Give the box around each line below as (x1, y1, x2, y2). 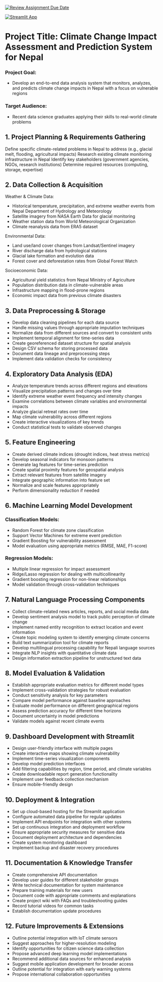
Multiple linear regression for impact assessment (12, 566, 110, 572)
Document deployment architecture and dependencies (12, 834, 122, 840)
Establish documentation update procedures (12, 908, 101, 914)
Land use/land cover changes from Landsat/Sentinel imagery (12, 242, 135, 248)
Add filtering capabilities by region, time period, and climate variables (12, 766, 152, 772)
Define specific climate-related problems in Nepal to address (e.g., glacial (5, 146, 153, 152)
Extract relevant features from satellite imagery (12, 472, 107, 478)
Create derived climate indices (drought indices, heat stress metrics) (12, 451, 150, 457)
